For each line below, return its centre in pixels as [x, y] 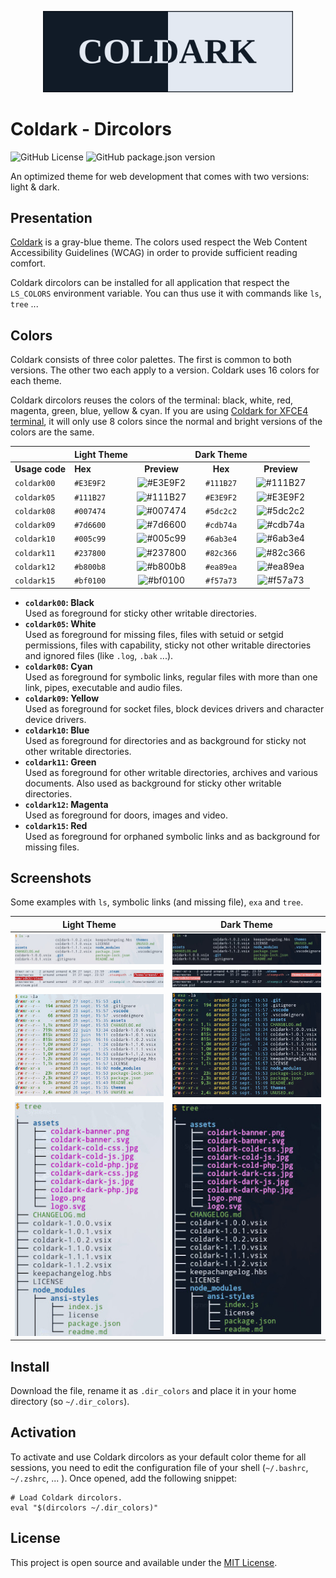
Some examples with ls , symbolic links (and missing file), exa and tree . [157, 902]
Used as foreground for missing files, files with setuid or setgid [154, 634]
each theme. [36, 381]
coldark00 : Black [59, 602]
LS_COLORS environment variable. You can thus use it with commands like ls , [166, 293]
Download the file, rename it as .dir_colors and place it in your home [153, 1391]
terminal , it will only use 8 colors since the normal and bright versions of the [166, 422]
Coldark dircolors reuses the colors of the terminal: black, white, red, [152, 400]
